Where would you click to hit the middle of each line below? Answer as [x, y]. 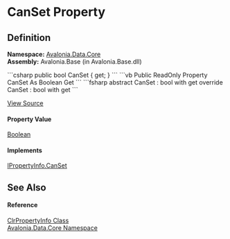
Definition [29, 38]
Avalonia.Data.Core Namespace [53, 228]
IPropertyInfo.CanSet [37, 166]
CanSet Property [56, 12]
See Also [27, 187]
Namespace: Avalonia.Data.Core [54, 54]
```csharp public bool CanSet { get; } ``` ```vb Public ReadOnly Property [107, 75]
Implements [25, 150]
